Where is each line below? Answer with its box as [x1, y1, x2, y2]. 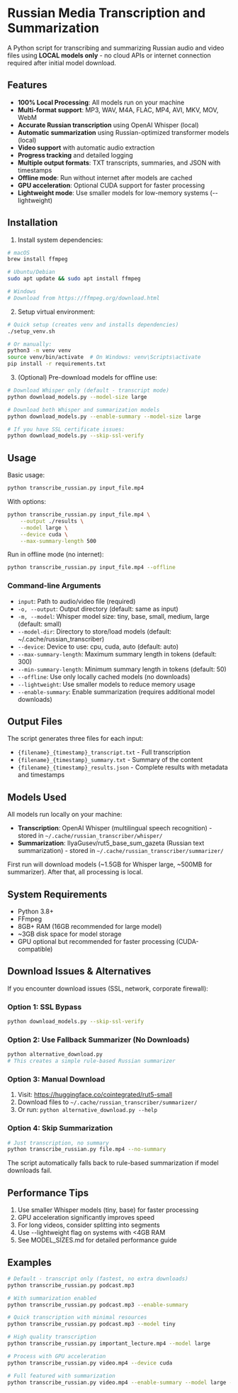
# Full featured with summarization [7, 1372, 115, 1380]
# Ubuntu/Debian [7, 268, 55, 276]
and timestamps [17, 771, 65, 779]
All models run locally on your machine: [7, 810, 123, 819]
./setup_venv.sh [7, 328, 55, 335]
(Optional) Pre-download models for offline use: [17, 373, 158, 382]
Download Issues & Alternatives [7, 965, 152, 977]
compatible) [17, 945, 53, 953]
